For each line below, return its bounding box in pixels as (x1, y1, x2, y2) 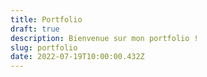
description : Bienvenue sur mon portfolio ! (10, 33, 199, 43)
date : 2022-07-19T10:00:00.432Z (10, 52, 145, 62)
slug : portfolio (10, 42, 78, 53)
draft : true (10, 24, 60, 34)
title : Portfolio (10, 14, 83, 25)
